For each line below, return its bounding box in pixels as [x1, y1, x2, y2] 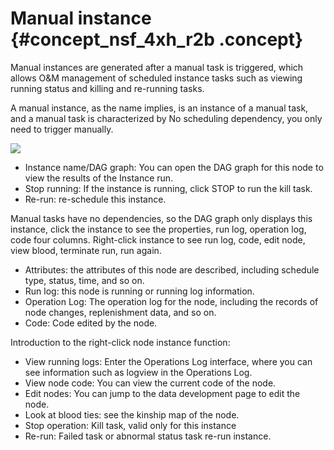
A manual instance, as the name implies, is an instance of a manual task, [10, 102, 309, 114]
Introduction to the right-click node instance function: [10, 336, 231, 348]
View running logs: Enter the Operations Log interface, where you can [24, 355, 313, 367]
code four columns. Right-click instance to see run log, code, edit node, [10, 233, 306, 246]
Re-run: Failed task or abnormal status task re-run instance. [24, 430, 272, 442]
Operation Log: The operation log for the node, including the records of [24, 295, 319, 307]
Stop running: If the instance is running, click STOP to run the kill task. [24, 182, 313, 194]
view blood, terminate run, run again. [10, 244, 162, 256]
